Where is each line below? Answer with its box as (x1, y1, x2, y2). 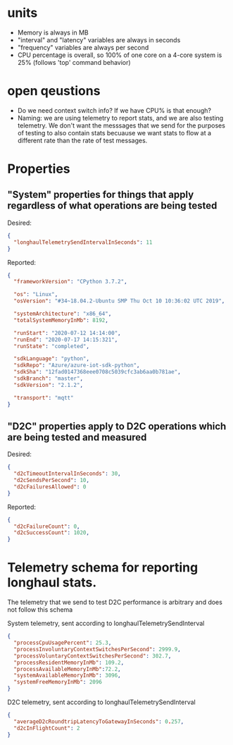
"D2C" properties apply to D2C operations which (7, 420, 227, 432)
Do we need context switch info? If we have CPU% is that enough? (17, 106, 212, 114)
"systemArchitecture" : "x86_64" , (13, 310, 112, 317)
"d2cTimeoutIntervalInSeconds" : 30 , (13, 470, 121, 477)
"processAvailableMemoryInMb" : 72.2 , (13, 665, 121, 672)
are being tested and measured (7, 431, 147, 443)
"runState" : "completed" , (13, 343, 90, 350)
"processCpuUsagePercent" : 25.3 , (13, 639, 112, 646)
